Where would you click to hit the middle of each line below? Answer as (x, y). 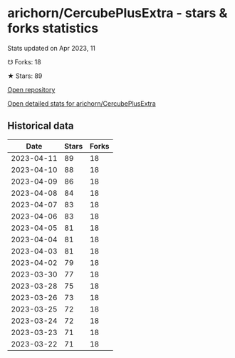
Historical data (41, 126)
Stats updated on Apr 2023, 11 (52, 48)
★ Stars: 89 (25, 76)
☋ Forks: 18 (24, 61)
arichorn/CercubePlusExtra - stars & (117, 13)
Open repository (31, 89)
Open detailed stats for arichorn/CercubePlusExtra (82, 103)
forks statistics (53, 28)
